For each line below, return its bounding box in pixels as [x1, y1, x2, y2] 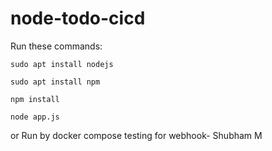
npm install [10, 94, 60, 104]
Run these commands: [10, 40, 103, 52]
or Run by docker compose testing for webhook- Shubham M [10, 129, 263, 141]
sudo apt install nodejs [10, 59, 114, 69]
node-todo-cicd [10, 7, 146, 30]
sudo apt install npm [10, 77, 101, 87]
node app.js [10, 112, 60, 122]
